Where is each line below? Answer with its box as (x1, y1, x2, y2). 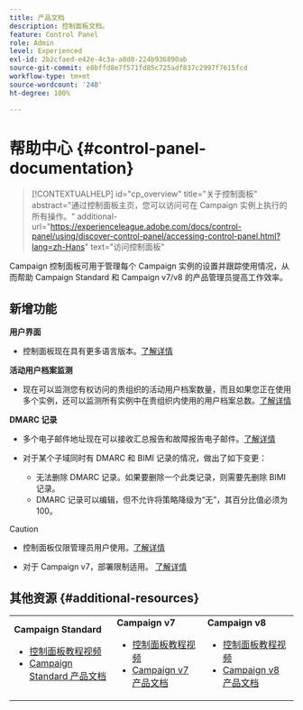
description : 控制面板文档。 (9, 22, 110, 31)
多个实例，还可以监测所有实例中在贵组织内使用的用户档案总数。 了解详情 (22, 396, 291, 406)
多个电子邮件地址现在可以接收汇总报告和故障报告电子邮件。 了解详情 (22, 433, 276, 444)
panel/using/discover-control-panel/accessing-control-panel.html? (31, 231, 281, 241)
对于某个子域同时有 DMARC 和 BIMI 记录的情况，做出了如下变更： (22, 452, 268, 464)
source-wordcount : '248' (9, 80, 103, 89)
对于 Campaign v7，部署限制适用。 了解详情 (22, 561, 188, 572)
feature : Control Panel (9, 30, 99, 39)
